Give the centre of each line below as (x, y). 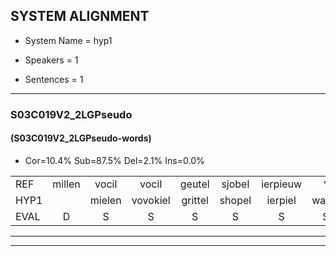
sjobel (235, 184)
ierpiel (281, 200)
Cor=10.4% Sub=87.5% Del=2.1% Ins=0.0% (114, 160)
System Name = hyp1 (68, 40)
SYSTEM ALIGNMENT (80, 16)
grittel (195, 200)
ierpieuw (282, 184)
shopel (235, 200)
